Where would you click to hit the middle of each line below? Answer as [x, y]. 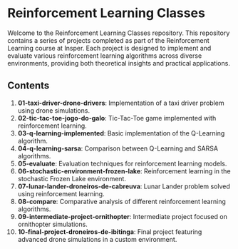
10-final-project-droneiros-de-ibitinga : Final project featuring [110, 232]
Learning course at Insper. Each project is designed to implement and [109, 48]
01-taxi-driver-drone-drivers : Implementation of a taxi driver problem [121, 103]
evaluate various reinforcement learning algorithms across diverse [105, 56]
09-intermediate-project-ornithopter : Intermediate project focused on [123, 216]
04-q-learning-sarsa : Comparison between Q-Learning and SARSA [118, 148]
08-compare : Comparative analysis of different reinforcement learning [121, 201]
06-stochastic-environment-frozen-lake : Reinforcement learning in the [124, 171]
